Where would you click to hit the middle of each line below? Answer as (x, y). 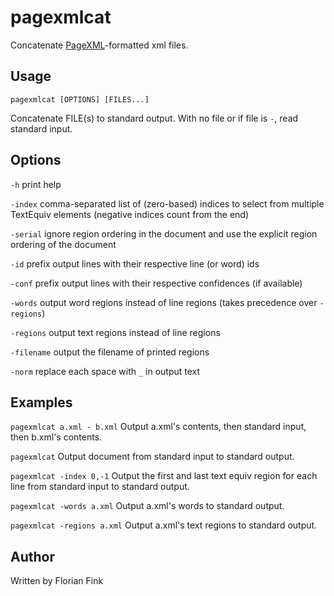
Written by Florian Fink (57, 581)
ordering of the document (63, 244)
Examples (41, 402)
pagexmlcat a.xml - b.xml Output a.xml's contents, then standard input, (158, 427)
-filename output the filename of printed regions (110, 352)
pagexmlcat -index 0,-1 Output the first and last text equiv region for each (164, 476)
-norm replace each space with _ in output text (105, 371)
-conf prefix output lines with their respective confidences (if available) (156, 283)
